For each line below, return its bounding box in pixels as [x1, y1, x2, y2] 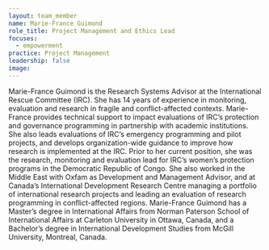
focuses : [8, 34, 38, 43]
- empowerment [15, 42, 63, 50]
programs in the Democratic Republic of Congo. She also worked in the [8, 163, 246, 173]
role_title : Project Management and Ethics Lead [8, 27, 175, 35]
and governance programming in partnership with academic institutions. [8, 120, 249, 130]
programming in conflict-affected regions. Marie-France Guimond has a [8, 198, 247, 207]
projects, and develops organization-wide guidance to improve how [8, 138, 233, 148]
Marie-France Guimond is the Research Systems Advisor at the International [8, 86, 262, 96]
